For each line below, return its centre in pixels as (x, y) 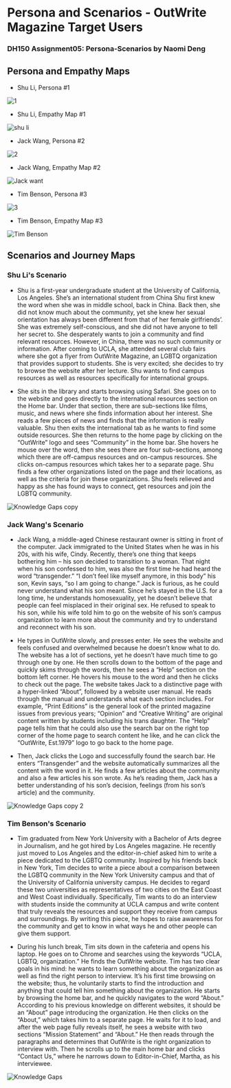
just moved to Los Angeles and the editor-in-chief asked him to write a (117, 853)
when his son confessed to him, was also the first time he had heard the (119, 568)
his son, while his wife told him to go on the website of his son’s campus (119, 612)
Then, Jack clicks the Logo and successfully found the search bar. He (116, 756)
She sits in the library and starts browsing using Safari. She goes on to (117, 391)
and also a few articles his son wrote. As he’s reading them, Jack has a (117, 777)
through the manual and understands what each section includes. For (115, 698)
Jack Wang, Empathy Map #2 (59, 167)
